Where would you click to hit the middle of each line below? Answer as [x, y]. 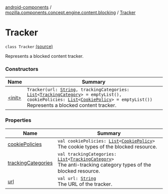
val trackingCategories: [87, 154]
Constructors [22, 69]
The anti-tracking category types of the [104, 165]
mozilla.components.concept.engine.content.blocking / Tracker [70, 12]
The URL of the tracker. [85, 184]
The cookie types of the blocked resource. [107, 147]
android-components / [28, 7]
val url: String [77, 178]
